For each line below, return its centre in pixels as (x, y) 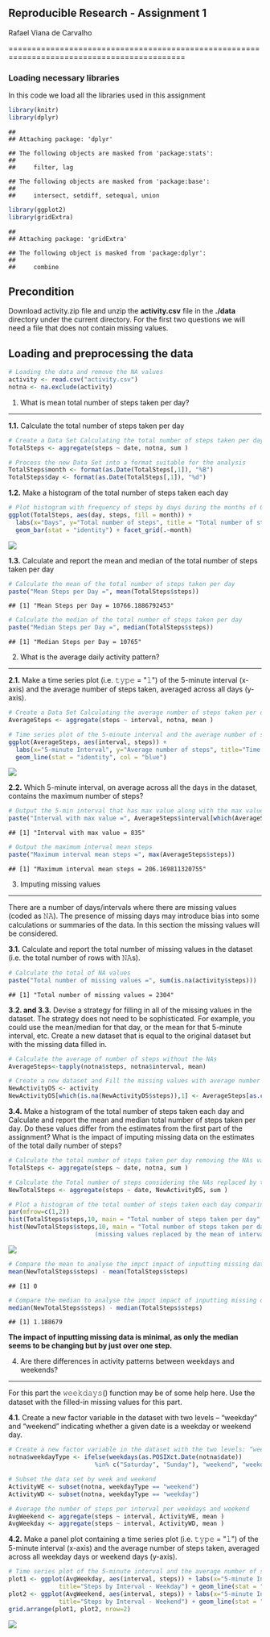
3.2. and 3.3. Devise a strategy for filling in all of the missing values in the (130, 1010)
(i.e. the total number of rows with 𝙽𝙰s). (74, 958)
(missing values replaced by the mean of (165, 1235)
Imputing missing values (60, 884)
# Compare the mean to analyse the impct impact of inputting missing (129, 1264)
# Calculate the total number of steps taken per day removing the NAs (131, 1161)
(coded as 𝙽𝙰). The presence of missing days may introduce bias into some (134, 916)
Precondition (41, 292)
